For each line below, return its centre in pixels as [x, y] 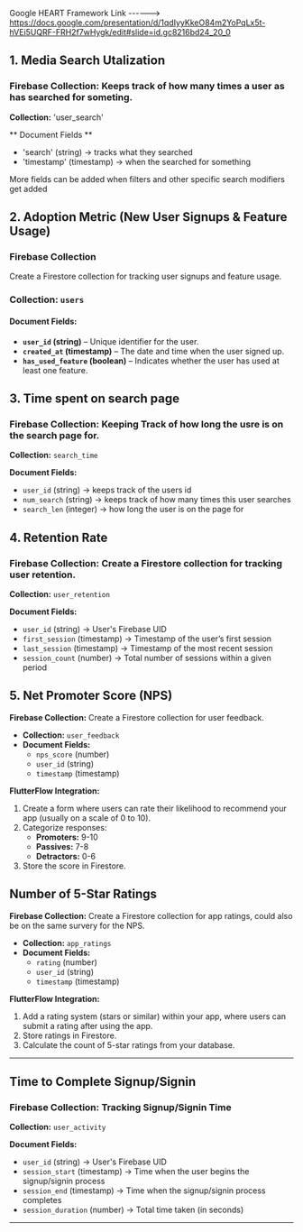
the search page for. [55, 435]
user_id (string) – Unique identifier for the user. [110, 341]
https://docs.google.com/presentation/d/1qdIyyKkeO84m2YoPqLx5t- [138, 23]
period [35, 667]
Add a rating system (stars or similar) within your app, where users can [154, 1016]
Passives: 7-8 [62, 846]
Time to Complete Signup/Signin [103, 1081]
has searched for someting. [71, 97]
